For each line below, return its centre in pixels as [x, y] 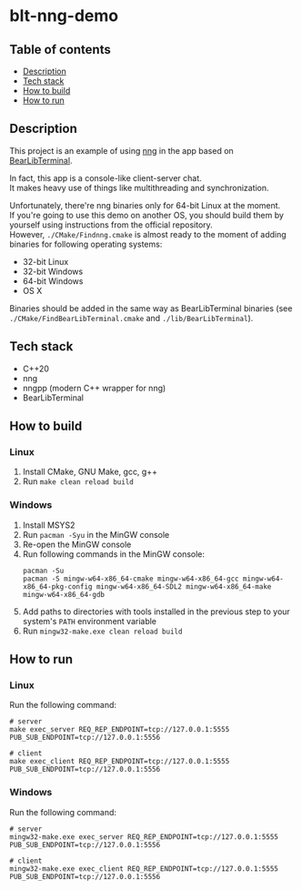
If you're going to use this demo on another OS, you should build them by [147, 215]
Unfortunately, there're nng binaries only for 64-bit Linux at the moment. [145, 205]
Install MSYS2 [49, 525]
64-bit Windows [53, 281]
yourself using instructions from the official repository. [111, 225]
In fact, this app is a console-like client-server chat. [106, 177]
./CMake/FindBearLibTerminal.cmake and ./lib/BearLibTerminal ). [131, 318]
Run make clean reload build [78, 481]
